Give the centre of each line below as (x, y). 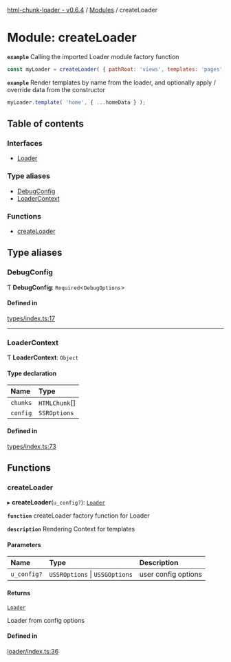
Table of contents (45, 124)
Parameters (24, 544)
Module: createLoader (72, 38)
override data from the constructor (56, 89)
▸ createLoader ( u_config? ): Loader (56, 503)
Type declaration (32, 373)
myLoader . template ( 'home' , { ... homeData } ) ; (77, 102)
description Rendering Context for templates (71, 529)
